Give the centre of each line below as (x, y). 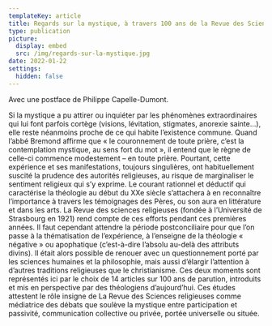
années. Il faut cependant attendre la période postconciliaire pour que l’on (132, 227)
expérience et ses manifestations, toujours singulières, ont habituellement (132, 166)
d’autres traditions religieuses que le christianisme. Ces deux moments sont (134, 270)
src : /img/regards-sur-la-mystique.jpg (83, 54)
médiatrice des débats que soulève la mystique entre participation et (123, 304)
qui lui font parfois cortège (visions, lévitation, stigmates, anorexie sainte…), (135, 123)
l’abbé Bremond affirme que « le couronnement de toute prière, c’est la (126, 141)
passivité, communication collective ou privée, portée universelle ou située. (134, 313)
